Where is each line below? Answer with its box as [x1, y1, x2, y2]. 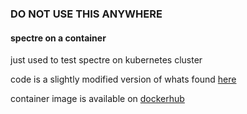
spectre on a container [10, 32, 107, 44]
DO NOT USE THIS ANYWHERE [10, 7, 163, 21]
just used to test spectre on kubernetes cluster [10, 54, 203, 66]
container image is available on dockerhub [10, 93, 185, 105]
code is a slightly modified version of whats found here [10, 73, 237, 86]
